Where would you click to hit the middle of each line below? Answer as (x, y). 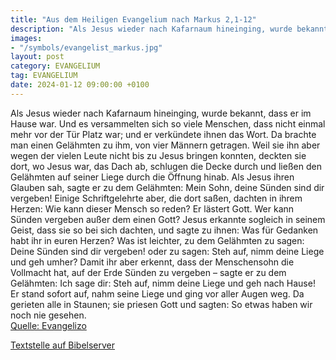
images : (26, 38)
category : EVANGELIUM (55, 66)
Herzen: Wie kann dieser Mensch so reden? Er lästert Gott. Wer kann (152, 208)
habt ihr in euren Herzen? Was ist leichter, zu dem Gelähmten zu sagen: (157, 240)
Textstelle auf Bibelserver (63, 345)
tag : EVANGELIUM (44, 76)
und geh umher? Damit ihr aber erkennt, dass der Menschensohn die (152, 262)
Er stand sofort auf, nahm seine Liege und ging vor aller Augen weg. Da (157, 293)
